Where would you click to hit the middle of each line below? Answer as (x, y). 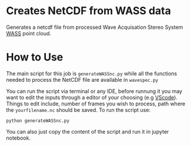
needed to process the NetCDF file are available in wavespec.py (82, 79)
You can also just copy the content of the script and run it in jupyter (88, 131)
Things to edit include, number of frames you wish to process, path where (96, 104)
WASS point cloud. (29, 33)
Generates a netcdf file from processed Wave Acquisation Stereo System (95, 27)
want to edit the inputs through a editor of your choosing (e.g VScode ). (92, 97)
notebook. (19, 138)
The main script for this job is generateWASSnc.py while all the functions (92, 73)
